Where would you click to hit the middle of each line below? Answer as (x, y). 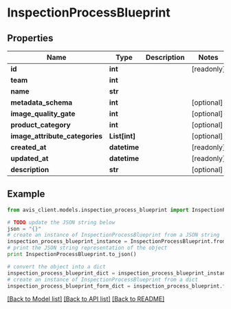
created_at (29, 147)
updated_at (30, 158)
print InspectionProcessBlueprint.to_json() (72, 255)
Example (26, 194)
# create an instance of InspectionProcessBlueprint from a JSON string (113, 235)
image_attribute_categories (57, 136)
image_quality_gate (43, 114)
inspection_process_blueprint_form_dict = (69, 286)
